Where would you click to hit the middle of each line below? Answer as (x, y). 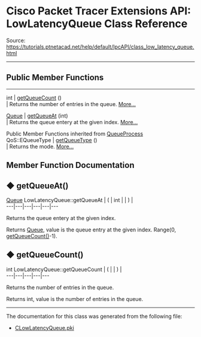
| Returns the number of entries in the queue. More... (71, 104)
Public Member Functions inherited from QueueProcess (75, 134)
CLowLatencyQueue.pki (45, 327)
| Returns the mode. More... (40, 146)
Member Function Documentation (70, 165)
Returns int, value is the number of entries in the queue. (75, 299)
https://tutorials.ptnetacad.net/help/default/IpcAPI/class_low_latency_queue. (100, 47)
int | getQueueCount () (34, 98)
